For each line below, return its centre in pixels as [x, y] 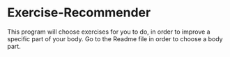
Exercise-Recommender [79, 13]
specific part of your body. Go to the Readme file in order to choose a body [115, 38]
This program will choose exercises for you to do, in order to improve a [109, 32]
